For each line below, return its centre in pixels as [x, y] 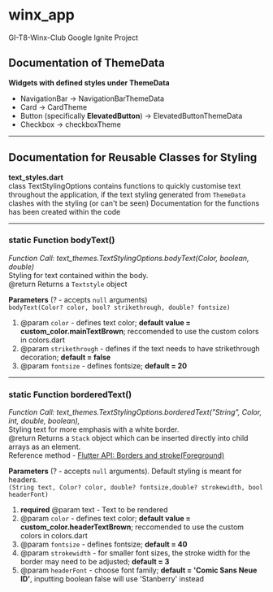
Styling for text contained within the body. [78, 275]
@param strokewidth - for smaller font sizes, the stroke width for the [135, 553]
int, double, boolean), [44, 421]
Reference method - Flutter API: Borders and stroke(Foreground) [117, 455]
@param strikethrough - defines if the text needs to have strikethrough [140, 348]
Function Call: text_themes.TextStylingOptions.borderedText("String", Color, [135, 412]
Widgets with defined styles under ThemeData [89, 82]
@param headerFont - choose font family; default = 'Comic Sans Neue [139, 570]
